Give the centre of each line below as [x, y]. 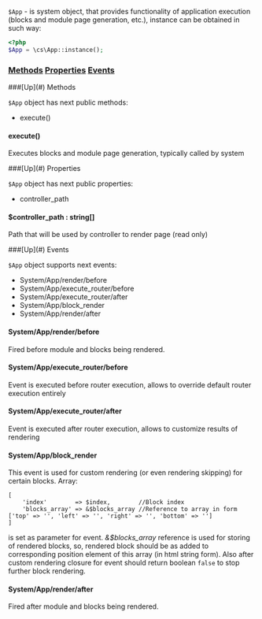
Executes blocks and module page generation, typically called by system [126, 154]
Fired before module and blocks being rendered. [87, 349]
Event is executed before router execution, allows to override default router [130, 384]
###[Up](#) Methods [42, 87]
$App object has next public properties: [71, 183]
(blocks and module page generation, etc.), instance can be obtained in [124, 20]
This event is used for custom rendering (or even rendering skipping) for [125, 473]
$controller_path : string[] [52, 217]
